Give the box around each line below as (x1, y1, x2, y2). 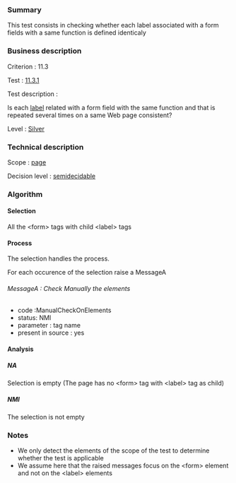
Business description (7, 46, 82, 56)
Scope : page (7, 157, 47, 167)
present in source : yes (17, 328, 85, 337)
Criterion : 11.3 (7, 62, 49, 71)
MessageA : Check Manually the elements (7, 284, 131, 292)
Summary (7, 5, 42, 15)
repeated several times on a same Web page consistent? (7, 111, 172, 119)
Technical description (7, 142, 84, 152)
